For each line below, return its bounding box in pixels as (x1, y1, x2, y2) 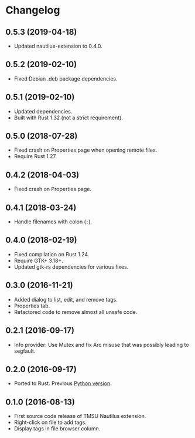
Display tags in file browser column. (13, 425, 101, 432)
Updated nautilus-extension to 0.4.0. (13, 42, 103, 49)
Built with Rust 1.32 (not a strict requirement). (13, 114, 124, 121)
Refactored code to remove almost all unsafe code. (13, 308, 138, 315)
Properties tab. (13, 302, 50, 309)
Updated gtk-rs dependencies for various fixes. (13, 263, 129, 270)
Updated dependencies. (13, 108, 73, 115)
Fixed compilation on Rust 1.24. (13, 250, 90, 258)
